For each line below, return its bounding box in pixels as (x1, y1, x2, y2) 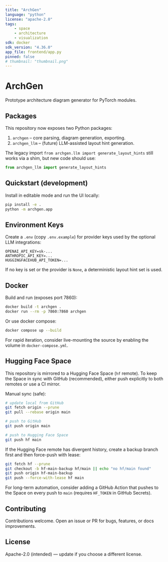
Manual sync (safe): (5, 390, 46, 396)
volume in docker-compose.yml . (5, 342, 69, 348)
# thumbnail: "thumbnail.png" (5, 59, 69, 64)
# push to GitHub (5, 419, 42, 424)
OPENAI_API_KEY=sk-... (5, 249, 53, 254)
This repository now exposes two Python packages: (5, 125, 113, 131)
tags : (5, 21, 17, 27)
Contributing (5, 504, 46, 513)
